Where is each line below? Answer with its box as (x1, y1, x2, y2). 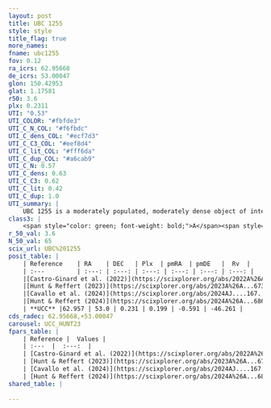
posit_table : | (8, 252, 60, 260)
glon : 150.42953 (8, 79, 63, 87)
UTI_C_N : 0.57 (8, 162, 56, 170)
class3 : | (8, 215, 42, 223)
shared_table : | (8, 380, 63, 388)
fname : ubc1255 (8, 49, 60, 57)
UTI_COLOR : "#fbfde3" (8, 117, 81, 125)
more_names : (8, 42, 48, 50)
